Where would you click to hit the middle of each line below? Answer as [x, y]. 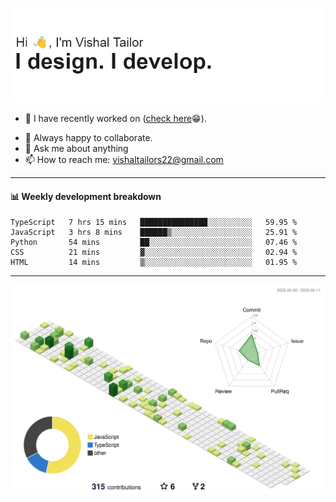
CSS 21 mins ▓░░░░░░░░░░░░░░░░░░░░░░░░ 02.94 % [154, 253]
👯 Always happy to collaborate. [88, 138]
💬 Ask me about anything [76, 149]
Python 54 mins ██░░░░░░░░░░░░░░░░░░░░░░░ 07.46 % [154, 243]
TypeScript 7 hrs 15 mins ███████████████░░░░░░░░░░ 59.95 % [154, 223]
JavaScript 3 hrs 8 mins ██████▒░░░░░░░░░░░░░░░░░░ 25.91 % [154, 233]
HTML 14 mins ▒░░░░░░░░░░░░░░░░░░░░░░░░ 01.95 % [154, 263]
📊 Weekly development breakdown [86, 196]
